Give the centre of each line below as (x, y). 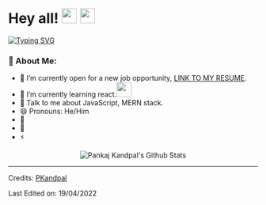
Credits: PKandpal (38, 178)
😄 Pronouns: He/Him (54, 112)
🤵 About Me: (32, 61)
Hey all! (34, 19)
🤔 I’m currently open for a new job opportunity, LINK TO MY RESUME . (133, 78)
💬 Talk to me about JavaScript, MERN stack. (91, 103)
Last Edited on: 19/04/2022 (53, 193)
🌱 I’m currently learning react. (68, 94)
